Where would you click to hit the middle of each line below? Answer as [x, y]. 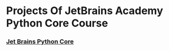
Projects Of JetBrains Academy [85, 11]
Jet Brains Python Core [40, 42]
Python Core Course [57, 23]
